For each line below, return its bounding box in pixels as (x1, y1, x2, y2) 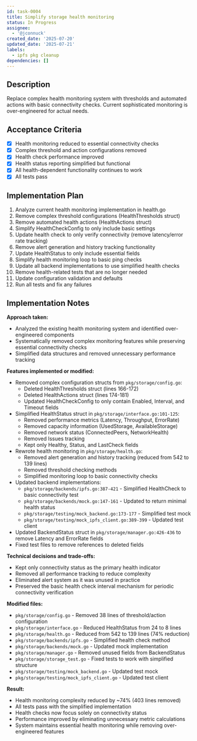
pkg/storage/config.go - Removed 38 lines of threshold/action (15, 612, 166, 619)
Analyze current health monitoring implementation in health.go (15, 206, 166, 213)
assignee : (6, 25, 31, 31)
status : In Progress (6, 19, 57, 25)
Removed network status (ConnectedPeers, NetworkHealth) (23, 429, 169, 436)
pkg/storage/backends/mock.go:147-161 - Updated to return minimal (23, 497, 186, 505)
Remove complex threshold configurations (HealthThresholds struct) (15, 213, 181, 220)
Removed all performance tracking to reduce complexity (15, 570, 151, 577)
